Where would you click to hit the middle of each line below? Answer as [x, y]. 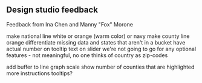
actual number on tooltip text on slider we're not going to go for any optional [101, 49]
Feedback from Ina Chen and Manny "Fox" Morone [70, 24]
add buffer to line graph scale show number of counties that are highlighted [100, 67]
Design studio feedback [52, 10]
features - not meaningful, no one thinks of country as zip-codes [87, 55]
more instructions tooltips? [39, 73]
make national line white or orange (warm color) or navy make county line [98, 36]
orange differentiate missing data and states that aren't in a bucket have [96, 42]
